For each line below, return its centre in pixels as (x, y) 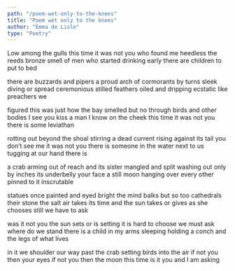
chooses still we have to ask (48, 210)
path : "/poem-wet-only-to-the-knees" (62, 14)
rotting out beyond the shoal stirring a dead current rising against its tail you (116, 139)
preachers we (27, 97)
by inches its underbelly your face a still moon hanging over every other (111, 174)
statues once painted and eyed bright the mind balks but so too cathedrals (115, 195)
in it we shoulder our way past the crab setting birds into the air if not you (113, 252)
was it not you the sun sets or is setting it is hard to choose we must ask (111, 224)
